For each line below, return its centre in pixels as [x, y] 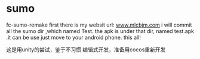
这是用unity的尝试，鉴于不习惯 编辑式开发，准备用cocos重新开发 [86, 50]
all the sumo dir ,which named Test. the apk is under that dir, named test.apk [100, 31]
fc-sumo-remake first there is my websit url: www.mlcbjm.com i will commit [99, 25]
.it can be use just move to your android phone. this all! [74, 37]
